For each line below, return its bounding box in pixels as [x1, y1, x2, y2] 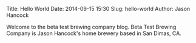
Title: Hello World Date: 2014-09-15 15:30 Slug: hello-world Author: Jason [6, 5, 191, 12]
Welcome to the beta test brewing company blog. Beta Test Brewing [6, 24, 177, 30]
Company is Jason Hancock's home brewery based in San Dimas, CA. [6, 30, 182, 37]
